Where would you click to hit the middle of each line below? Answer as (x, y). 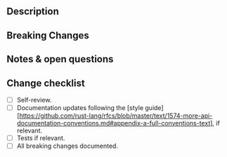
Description (33, 12)
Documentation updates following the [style (80, 108)
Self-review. (34, 100)
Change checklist (46, 83)
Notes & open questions (60, 59)
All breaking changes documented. (67, 146)
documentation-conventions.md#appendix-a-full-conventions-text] (115, 123)
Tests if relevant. (41, 138)
